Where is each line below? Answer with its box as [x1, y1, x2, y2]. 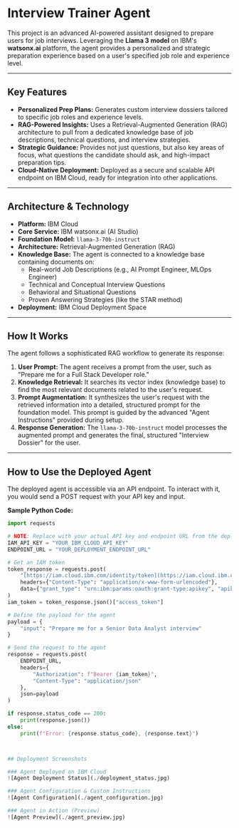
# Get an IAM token [7, 559, 65, 566]
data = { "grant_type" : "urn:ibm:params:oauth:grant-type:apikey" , [20, 586, 215, 593]
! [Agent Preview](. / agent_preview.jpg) [7, 814, 126, 821]
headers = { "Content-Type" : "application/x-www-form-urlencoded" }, [20, 579, 218, 586]
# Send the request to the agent [7, 644, 107, 651]
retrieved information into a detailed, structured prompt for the [17, 400, 201, 409]
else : [7, 723, 23, 730]
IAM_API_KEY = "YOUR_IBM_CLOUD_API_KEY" [7, 539, 129, 547]
